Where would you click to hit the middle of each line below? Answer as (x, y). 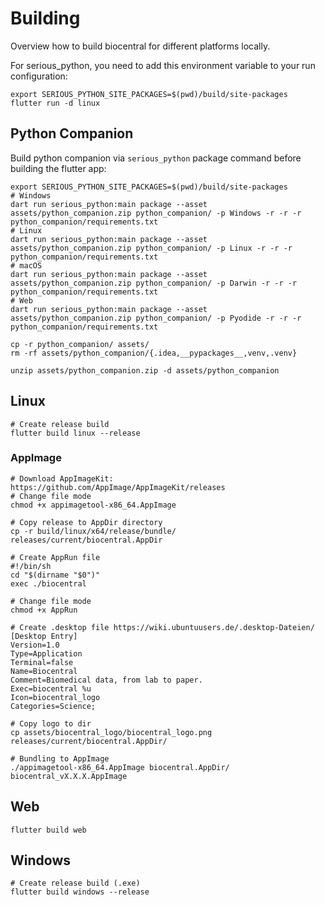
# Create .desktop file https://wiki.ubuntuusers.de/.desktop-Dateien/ (162, 627)
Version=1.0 (35, 645)
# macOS (26, 265)
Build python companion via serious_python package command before (156, 158)
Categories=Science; (53, 706)
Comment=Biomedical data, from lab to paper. (106, 680)
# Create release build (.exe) (75, 883)
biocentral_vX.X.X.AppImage (69, 776)
